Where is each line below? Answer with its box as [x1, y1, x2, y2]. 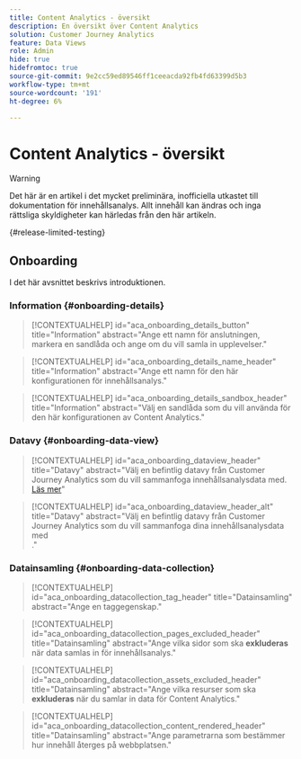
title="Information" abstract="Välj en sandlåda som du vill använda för [31, 402, 291, 414]
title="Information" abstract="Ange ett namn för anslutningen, [31, 329, 261, 340]
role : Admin [9, 47, 54, 56]
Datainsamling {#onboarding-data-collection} [9, 561, 216, 574]
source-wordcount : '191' [9, 88, 102, 97]
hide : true [9, 55, 50, 64]
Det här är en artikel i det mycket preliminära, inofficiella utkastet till [9, 191, 259, 201]
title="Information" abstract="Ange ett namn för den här [31, 366, 239, 377]
